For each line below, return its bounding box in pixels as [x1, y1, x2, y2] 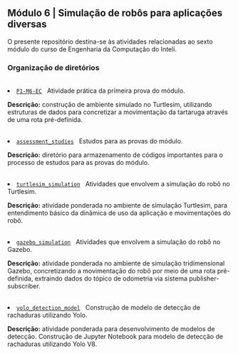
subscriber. [7, 282, 41, 290]
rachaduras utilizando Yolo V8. [7, 340, 98, 348]
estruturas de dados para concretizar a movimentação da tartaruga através [7, 108, 228, 116]
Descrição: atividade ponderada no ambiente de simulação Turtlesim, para [7, 201, 228, 210]
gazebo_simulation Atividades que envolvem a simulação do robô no [16, 238, 221, 246]
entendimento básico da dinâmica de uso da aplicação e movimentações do [7, 208, 231, 218]
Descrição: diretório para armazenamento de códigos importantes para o [7, 151, 223, 159]
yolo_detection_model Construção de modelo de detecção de [16, 303, 201, 312]
